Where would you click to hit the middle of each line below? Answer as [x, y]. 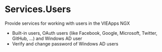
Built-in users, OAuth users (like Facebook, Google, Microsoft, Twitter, [85, 33]
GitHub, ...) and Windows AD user [47, 38]
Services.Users [38, 9]
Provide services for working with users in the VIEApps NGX [67, 23]
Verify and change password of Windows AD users [65, 43]
